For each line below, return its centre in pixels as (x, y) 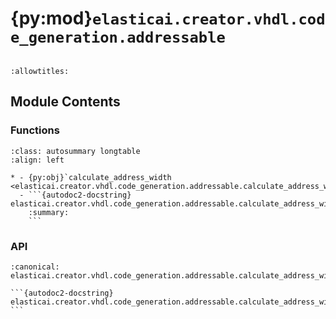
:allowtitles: (40, 71)
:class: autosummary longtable (75, 151)
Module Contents (65, 102)
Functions (35, 130)
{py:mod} (51, 18)
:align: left (37, 160)
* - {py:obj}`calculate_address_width (91, 177)
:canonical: (35, 267)
